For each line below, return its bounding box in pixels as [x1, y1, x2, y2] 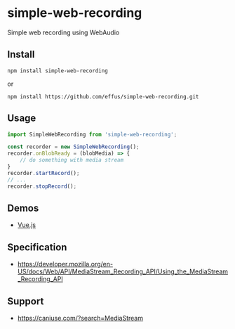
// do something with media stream [20, 157, 124, 164]
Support [7, 295, 44, 307]
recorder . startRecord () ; [7, 169, 80, 176]
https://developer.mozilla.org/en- [17, 260, 114, 269]
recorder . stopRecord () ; [7, 183, 77, 190]
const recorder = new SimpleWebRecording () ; [7, 143, 140, 150]
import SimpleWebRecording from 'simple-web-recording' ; [7, 131, 177, 138]
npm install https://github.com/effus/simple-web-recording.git [7, 93, 199, 100]
